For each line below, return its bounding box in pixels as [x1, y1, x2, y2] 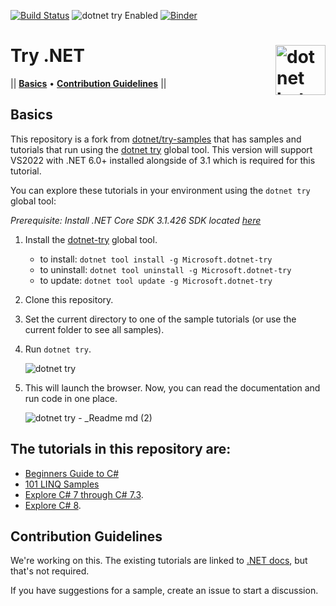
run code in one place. [24, 392, 118, 404]
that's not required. [10, 565, 90, 577]
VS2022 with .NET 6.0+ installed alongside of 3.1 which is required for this [10, 154, 316, 166]
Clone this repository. [24, 293, 114, 305]
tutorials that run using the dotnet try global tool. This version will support [10, 143, 313, 155]
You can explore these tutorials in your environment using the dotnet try [10, 184, 311, 196]
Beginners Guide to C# [24, 467, 120, 479]
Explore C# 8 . [24, 499, 82, 511]
